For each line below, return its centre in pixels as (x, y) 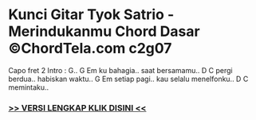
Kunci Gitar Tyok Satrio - (91, 15)
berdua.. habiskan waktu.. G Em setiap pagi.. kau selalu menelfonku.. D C (128, 79)
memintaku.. (29, 87)
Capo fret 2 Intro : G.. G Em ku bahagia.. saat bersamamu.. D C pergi (120, 70)
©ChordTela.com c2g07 (90, 48)
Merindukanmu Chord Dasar (104, 31)
